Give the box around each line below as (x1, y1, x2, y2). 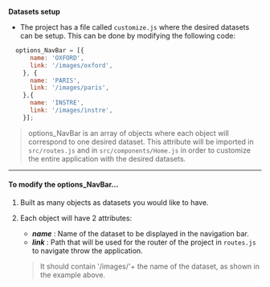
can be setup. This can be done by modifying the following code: (19, 31, 235, 40)
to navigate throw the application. (31, 245, 143, 256)
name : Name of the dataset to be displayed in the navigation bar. (31, 228, 249, 238)
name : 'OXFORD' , (29, 54, 84, 62)
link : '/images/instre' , (29, 106, 113, 114)
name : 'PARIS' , (29, 76, 81, 84)
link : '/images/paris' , (29, 84, 110, 92)
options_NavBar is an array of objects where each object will (27, 128, 229, 137)
